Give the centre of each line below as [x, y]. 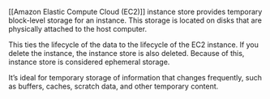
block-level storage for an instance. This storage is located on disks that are [135, 20]
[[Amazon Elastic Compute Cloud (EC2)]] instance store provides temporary [135, 12]
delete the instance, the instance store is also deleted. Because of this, [126, 53]
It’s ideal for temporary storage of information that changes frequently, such [135, 77]
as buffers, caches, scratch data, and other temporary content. [114, 86]
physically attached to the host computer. [78, 29]
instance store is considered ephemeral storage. [89, 62]
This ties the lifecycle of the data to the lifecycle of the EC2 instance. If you [134, 45]
